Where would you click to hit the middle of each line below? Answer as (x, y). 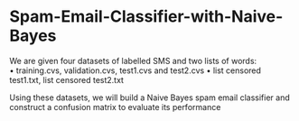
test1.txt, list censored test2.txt (67, 79)
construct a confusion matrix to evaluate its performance (115, 107)
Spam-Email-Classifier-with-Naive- (146, 17)
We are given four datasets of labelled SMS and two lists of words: (133, 60)
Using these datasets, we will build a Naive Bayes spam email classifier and (150, 98)
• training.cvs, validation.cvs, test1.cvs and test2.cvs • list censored (135, 70)
